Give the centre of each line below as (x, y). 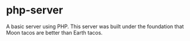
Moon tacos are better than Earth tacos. (54, 32)
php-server (35, 10)
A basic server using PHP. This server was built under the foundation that (95, 26)
